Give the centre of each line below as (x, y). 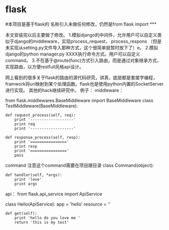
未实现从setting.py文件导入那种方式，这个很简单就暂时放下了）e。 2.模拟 (82, 47)
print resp (26, 146)
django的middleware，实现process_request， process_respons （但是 (88, 41)
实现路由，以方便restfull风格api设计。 (44, 67)
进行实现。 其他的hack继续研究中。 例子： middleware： (64, 90)
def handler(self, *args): (34, 175)
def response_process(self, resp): (43, 137)
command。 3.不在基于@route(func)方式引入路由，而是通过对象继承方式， (83, 60)
